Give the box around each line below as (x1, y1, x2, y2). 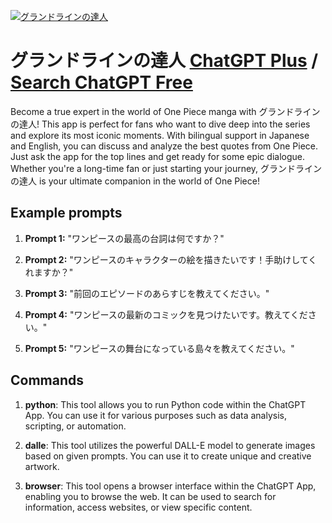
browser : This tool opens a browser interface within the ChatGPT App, (24, 480, 317, 492)
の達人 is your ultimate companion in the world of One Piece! (10, 175, 260, 187)
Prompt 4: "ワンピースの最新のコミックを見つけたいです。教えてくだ (24, 308, 308, 320)
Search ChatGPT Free (10, 71, 193, 94)
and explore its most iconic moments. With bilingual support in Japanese (10, 129, 310, 141)
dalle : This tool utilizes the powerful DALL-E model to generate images (24, 439, 316, 451)
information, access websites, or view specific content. (24, 501, 253, 513)
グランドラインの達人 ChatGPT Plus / (10, 50, 319, 72)
